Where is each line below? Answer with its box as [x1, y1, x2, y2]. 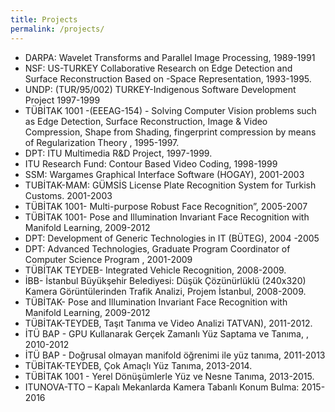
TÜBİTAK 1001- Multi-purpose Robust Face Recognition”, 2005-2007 [24, 200, 308, 212]
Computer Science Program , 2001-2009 [24, 253, 193, 265]
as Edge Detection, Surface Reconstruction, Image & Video [24, 115, 268, 127]
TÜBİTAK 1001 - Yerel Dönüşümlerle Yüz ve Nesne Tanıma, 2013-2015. [24, 370, 315, 382]
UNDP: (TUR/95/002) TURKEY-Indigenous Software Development [24, 83, 297, 95]
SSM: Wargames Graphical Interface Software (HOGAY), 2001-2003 [24, 168, 305, 180]
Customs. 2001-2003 [24, 189, 113, 201]
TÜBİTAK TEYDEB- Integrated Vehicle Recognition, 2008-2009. [24, 264, 287, 276]
